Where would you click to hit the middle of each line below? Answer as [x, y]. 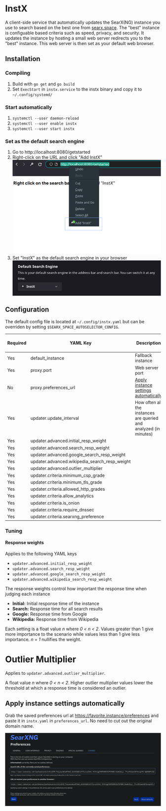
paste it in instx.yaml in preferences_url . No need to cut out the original [79, 720]
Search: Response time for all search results [57, 608]
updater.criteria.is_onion [55, 503]
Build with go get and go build [43, 84]
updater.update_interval [55, 418]
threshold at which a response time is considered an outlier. [66, 688]
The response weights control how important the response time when [76, 588]
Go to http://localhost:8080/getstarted [51, 152]
